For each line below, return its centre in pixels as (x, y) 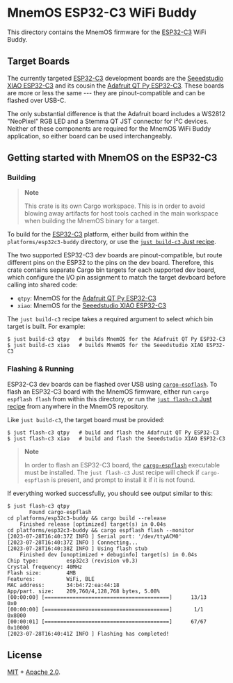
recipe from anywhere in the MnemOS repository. (78, 406)
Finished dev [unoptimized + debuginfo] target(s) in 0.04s (109, 554)
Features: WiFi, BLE (51, 579)
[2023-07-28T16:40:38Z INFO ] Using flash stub (78, 548)
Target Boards (39, 62)
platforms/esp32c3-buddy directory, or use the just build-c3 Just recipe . (112, 242)
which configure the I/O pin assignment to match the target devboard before (116, 278)
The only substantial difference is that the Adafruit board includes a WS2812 (116, 113)
